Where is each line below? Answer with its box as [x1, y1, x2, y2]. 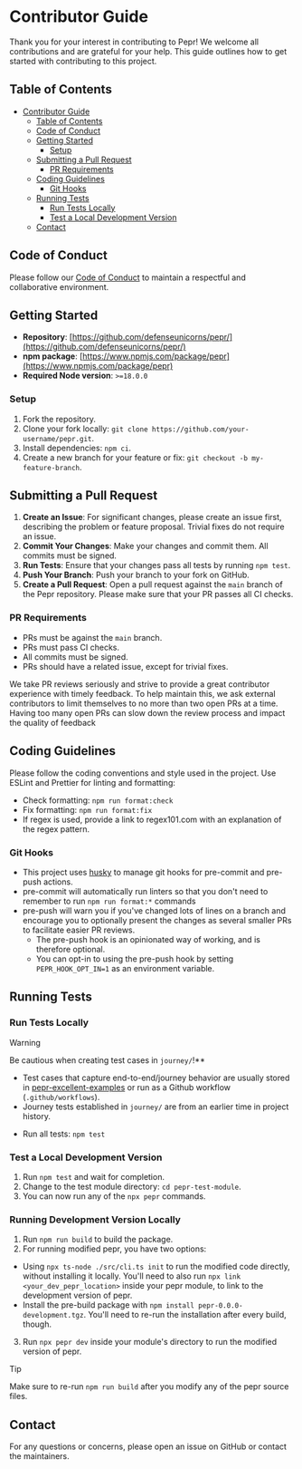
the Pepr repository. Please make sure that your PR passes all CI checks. [22, 589, 294, 600]
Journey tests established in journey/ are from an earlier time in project [22, 1101, 289, 1112]
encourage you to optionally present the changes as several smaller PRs [22, 914, 292, 925]
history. [22, 1110, 52, 1121]
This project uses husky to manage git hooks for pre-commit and [22, 866, 265, 877]
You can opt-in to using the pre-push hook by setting [35, 953, 234, 964]
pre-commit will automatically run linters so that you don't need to [22, 885, 269, 896]
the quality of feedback [9, 717, 97, 728]
